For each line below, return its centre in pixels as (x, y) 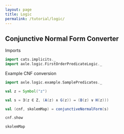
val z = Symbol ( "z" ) (26, 91)
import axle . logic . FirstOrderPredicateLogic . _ (54, 64)
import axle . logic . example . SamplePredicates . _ (54, 82)
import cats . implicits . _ (31, 59)
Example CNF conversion (31, 73)
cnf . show (14, 118)
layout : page (18, 10)
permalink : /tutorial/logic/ (35, 19)
